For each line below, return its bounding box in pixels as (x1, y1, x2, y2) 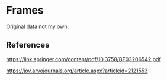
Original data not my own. (6, 23, 69, 30)
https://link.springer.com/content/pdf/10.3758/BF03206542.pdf (6, 55, 161, 62)
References (6, 40, 50, 50)
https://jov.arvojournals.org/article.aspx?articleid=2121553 (6, 67, 148, 74)
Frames (6, 4, 44, 17)
